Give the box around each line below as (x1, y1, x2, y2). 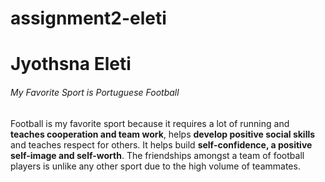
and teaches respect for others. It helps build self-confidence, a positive (10, 138, 313, 151)
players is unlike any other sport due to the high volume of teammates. (10, 160, 301, 172)
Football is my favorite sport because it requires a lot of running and (10, 117, 290, 129)
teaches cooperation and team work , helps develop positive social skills (10, 128, 316, 140)
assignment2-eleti (10, 7, 167, 30)
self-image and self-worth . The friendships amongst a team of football (10, 149, 305, 161)
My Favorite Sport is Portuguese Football (10, 86, 180, 98)
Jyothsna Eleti (10, 53, 132, 76)
